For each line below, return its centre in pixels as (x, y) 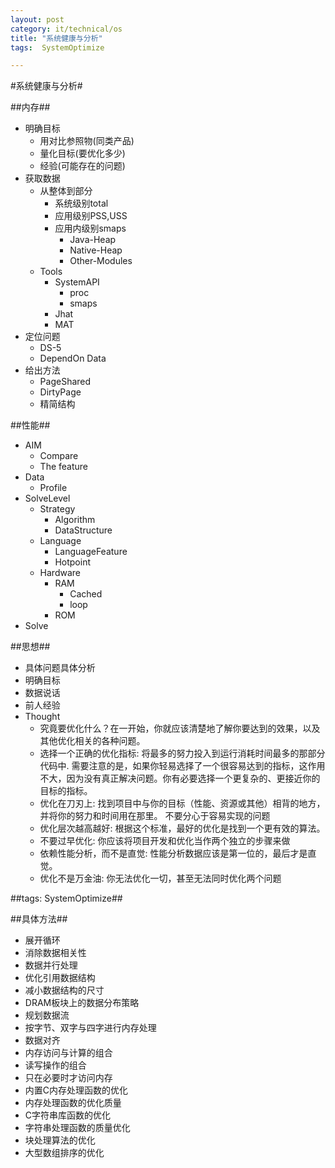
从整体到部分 (66, 191)
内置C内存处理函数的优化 (76, 1090)
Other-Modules (101, 261)
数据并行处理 (51, 965)
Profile (53, 488)
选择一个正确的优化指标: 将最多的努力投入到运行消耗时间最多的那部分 (182, 753)
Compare (59, 456)
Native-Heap (96, 250)
